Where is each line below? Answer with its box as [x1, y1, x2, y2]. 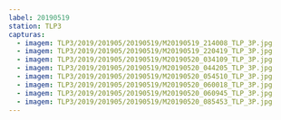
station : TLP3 [8, 22, 63, 31]
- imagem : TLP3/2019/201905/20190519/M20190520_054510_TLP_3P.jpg [16, 72, 273, 81]
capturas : [8, 30, 46, 39]
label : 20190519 [8, 13, 70, 23]
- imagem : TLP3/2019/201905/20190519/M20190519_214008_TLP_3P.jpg [16, 38, 273, 48]
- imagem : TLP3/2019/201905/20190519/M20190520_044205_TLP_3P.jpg [16, 64, 273, 73]
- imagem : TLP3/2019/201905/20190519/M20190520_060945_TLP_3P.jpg [16, 88, 273, 97]
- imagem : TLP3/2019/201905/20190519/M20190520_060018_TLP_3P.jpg [16, 80, 273, 89]
